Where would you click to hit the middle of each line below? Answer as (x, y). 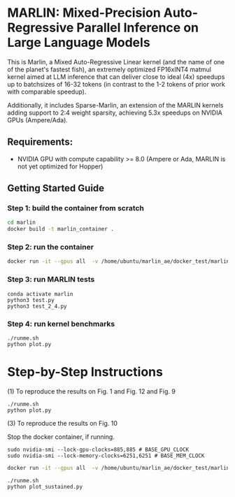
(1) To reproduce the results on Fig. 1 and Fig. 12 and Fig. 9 (92, 391)
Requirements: (40, 142)
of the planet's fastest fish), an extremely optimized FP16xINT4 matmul (109, 69)
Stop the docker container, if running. (61, 437)
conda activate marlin (40, 294)
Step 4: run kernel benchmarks (61, 324)
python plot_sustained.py (45, 487)
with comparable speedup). (47, 92)
